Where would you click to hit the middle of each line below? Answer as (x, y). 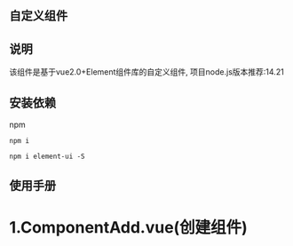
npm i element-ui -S (48, 157)
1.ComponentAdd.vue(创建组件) (129, 227)
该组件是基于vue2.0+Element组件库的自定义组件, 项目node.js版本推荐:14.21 (146, 72)
